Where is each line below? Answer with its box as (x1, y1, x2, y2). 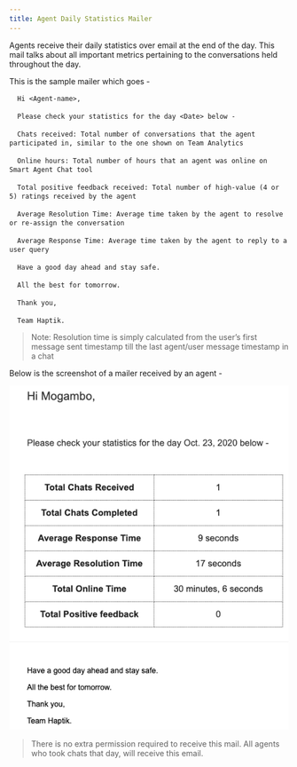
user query (9, 245, 50, 254)
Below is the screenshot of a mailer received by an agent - (9, 368, 223, 378)
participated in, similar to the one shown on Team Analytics (9, 138, 244, 147)
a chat (30, 351, 55, 361)
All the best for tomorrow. (17, 281, 121, 289)
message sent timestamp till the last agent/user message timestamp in (30, 341, 289, 352)
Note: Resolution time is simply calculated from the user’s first (30, 331, 258, 342)
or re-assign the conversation (9, 218, 125, 227)
